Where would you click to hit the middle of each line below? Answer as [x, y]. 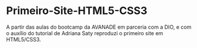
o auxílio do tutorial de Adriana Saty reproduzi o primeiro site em [85, 33]
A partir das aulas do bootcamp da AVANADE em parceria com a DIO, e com [99, 27]
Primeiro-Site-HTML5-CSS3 [77, 11]
